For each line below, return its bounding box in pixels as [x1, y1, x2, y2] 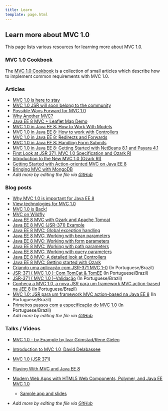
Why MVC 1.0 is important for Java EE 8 [12, 195, 94, 201]
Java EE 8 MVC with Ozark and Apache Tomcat [12, 217, 110, 223]
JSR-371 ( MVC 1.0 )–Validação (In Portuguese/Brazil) [12, 275, 122, 281]
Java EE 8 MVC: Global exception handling [12, 228, 100, 234]
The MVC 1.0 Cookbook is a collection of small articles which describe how [5, 68, 160, 74]
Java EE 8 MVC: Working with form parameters [12, 238, 110, 244]
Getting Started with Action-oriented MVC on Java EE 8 [12, 161, 127, 167]
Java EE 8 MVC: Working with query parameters [12, 249, 112, 255]
